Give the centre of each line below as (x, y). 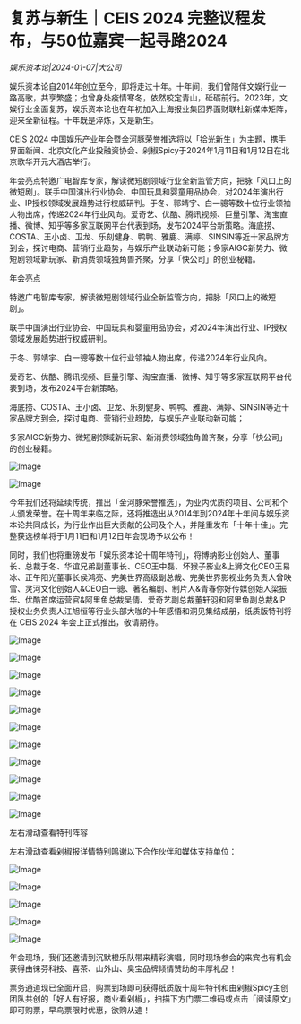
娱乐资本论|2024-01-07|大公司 (65, 67)
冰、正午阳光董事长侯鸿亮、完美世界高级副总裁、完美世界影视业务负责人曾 (146, 577)
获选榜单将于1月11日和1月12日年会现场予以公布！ (106, 535)
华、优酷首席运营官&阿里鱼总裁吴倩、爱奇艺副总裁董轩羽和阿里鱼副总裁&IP (147, 599)
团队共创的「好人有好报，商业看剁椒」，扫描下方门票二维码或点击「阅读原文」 (150, 998)
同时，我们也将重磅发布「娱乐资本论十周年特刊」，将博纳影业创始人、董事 (145, 555)
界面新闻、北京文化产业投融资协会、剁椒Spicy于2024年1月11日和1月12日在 (146, 150)
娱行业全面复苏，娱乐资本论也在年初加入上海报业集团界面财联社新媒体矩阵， (150, 108)
